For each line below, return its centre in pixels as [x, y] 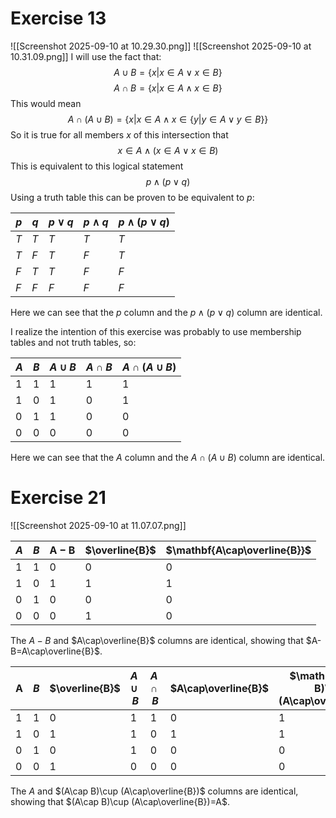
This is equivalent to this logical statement [97, 166]
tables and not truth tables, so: [73, 342]
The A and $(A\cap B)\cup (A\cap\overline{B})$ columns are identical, [154, 791]
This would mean [46, 103]
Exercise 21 [58, 498]
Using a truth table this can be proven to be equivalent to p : [132, 197]
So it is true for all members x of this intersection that [119, 134]
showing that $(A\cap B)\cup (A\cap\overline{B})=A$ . [120, 801]
